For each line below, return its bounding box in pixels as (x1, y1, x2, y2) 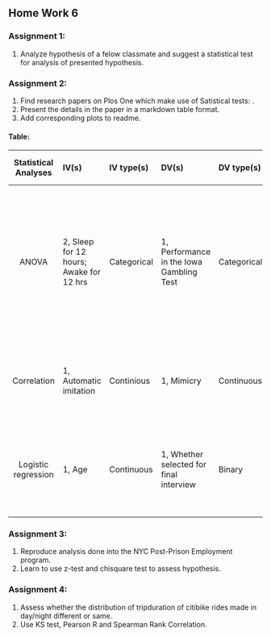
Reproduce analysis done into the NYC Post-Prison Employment (19, 547, 233, 556)
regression (13, 469, 54, 481)
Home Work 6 (8, 6, 79, 20)
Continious (109, 375, 151, 386)
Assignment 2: (8, 77, 67, 89)
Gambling (161, 266, 198, 277)
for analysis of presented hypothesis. (19, 57, 144, 67)
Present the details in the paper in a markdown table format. (19, 104, 220, 114)
